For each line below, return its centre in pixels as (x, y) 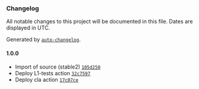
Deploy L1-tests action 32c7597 (53, 73)
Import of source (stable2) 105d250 (58, 67)
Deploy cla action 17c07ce (47, 79)
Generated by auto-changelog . (44, 40)
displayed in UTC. (28, 28)
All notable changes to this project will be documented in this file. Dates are (100, 22)
